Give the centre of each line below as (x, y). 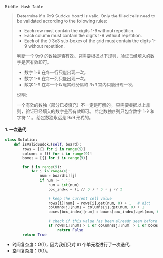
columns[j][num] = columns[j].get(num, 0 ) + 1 (96, 207)
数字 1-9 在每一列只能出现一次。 (56, 78)
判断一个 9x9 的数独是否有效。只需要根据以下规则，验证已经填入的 (83, 56)
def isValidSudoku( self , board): (48, 145)
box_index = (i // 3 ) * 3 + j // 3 (85, 189)
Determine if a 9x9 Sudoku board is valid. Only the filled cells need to (86, 16)
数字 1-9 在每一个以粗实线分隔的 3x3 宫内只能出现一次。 (80, 85)
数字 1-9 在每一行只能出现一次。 (56, 72)
